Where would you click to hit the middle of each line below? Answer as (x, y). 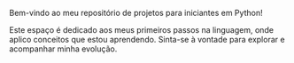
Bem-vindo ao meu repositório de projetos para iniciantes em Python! (136, 13)
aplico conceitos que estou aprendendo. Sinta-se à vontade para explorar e (147, 39)
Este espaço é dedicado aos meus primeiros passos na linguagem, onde (142, 30)
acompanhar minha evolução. (63, 49)
